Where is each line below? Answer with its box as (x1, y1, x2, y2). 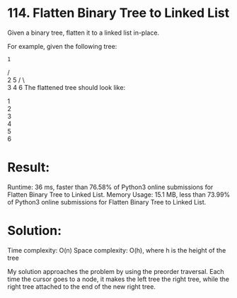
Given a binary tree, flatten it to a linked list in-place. (7, 28, 160, 37)
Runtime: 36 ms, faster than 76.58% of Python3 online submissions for (7, 183, 214, 191)
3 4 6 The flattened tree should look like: (7, 83, 126, 91)
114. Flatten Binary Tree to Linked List (7, 5, 230, 21)
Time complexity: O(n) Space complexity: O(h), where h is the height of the (7, 246, 226, 254)
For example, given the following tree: (7, 42, 117, 50)
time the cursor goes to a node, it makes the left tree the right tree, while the (7, 275, 230, 283)
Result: (7, 159, 50, 176)
